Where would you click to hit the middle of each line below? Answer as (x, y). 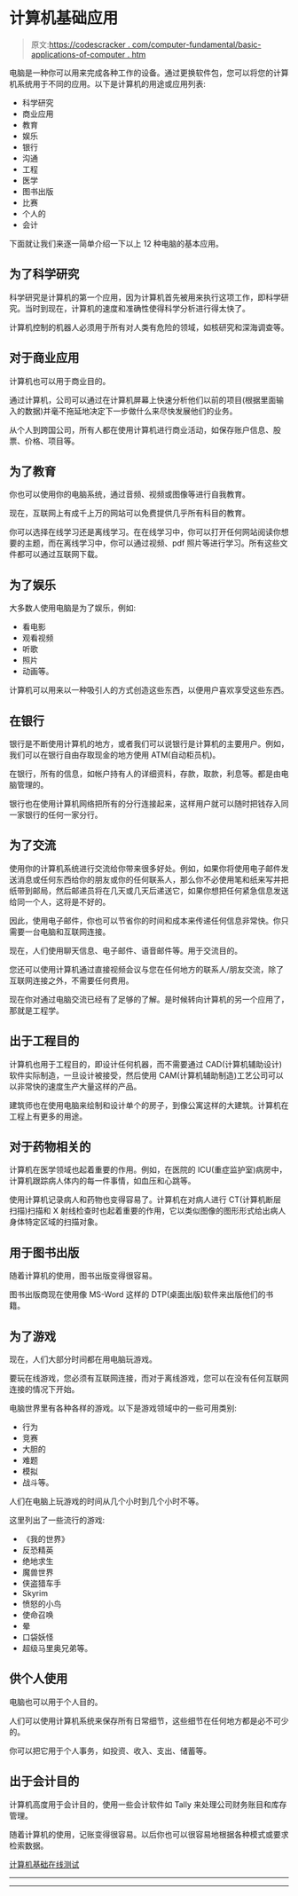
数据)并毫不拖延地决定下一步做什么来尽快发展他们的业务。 (131, 411)
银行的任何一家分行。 (63, 814)
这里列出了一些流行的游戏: (57, 1520)
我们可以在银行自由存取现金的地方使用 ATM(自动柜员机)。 (115, 755)
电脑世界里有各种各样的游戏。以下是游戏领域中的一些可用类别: (123, 1408)
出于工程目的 (44, 1041)
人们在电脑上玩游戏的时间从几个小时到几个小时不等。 (106, 1501)
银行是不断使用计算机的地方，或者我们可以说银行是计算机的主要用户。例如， (149, 743)
